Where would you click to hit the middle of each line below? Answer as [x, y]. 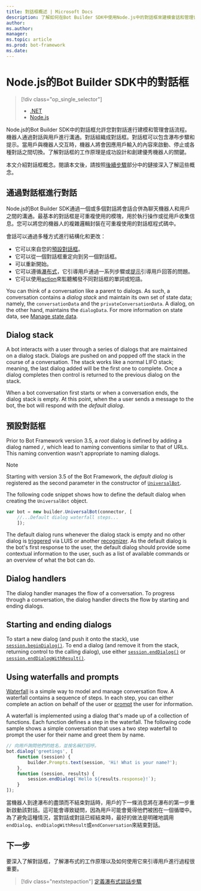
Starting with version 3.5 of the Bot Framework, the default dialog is [90, 477]
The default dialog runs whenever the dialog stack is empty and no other [96, 534]
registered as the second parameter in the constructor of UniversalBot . [94, 483]
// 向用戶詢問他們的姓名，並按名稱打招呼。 [53, 746]
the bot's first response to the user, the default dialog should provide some [98, 547]
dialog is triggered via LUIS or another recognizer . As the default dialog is [97, 541]
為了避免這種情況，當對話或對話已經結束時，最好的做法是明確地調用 [90, 817]
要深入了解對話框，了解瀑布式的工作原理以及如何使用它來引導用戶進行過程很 [100, 861]
